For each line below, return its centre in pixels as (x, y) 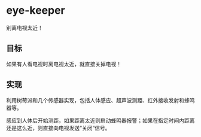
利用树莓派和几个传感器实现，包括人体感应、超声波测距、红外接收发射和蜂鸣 (100, 100)
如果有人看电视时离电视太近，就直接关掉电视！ (64, 64)
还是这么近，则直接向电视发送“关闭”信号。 (58, 128)
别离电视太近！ (25, 28)
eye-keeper (36, 10)
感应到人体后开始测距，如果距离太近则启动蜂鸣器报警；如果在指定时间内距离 (100, 120)
